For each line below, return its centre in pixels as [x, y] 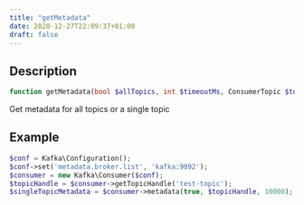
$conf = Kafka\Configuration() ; [70, 158]
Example [34, 138]
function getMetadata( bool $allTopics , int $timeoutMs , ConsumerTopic [145, 92]
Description [43, 71]
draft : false [34, 34]
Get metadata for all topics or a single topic [90, 109]
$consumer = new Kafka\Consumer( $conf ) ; [87, 175]
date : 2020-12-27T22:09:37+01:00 [72, 26]
